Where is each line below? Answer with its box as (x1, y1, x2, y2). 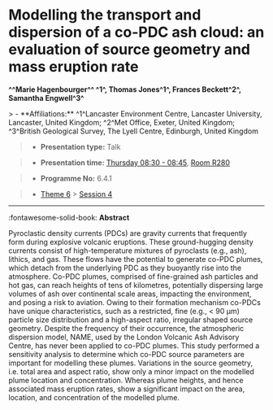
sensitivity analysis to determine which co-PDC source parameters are (8, 349, 245, 359)
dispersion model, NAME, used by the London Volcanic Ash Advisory (8, 332, 240, 342)
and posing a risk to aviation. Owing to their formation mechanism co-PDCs (8, 297, 262, 307)
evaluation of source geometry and (8, 41, 250, 59)
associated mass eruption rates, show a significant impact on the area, (8, 384, 245, 394)
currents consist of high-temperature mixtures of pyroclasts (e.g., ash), (8, 246, 247, 255)
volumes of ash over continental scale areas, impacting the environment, (8, 289, 252, 299)
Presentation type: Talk (40, 142, 121, 151)
